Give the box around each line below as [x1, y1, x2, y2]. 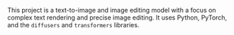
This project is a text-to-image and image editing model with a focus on [7, 6, 216, 14]
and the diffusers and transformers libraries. [7, 21, 140, 29]
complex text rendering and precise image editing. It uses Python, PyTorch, [7, 13, 228, 22]
